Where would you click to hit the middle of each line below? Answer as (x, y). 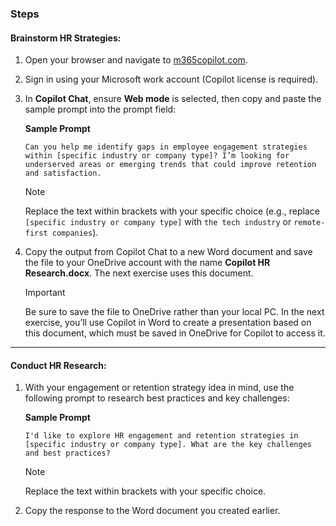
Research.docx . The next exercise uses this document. (139, 273)
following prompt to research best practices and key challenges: (157, 398)
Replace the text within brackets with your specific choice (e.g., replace (172, 211)
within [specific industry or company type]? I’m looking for (157, 156)
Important (45, 293)
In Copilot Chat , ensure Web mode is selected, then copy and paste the (173, 99)
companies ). (75, 233)
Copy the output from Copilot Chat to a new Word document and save (168, 252)
